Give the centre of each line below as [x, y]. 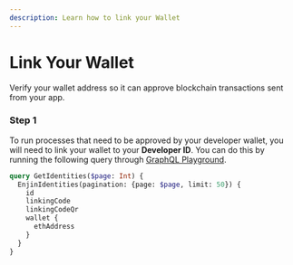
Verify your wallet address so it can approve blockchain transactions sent [146, 88]
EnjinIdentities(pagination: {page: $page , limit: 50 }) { [130, 185]
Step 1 [23, 120]
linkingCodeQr [52, 210]
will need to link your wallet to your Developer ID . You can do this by [137, 149]
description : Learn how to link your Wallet [95, 18]
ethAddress [54, 227]
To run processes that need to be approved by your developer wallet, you [146, 140]
